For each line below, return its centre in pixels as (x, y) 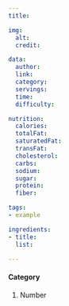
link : (25, 74)
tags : (17, 208)
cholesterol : (37, 156)
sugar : (26, 178)
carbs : (26, 163)
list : (25, 244)
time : (25, 97)
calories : (31, 126)
